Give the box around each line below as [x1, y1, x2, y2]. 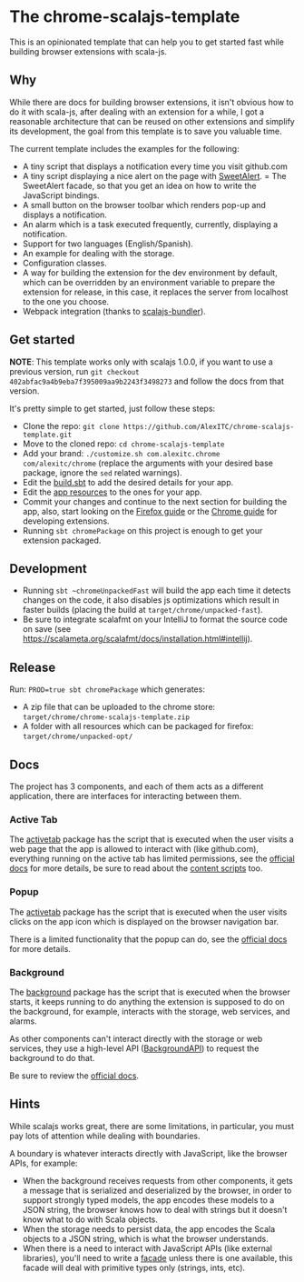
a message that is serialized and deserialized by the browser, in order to [22, 1185, 292, 1196]
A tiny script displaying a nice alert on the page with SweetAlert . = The [22, 170, 288, 181]
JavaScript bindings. [22, 189, 100, 201]
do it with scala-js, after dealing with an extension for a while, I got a [9, 106, 265, 117]
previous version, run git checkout [9, 366, 140, 376]
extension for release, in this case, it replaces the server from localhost [22, 286, 289, 297]
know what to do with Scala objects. [22, 1214, 159, 1225]
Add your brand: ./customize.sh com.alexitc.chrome [22, 447, 221, 458]
